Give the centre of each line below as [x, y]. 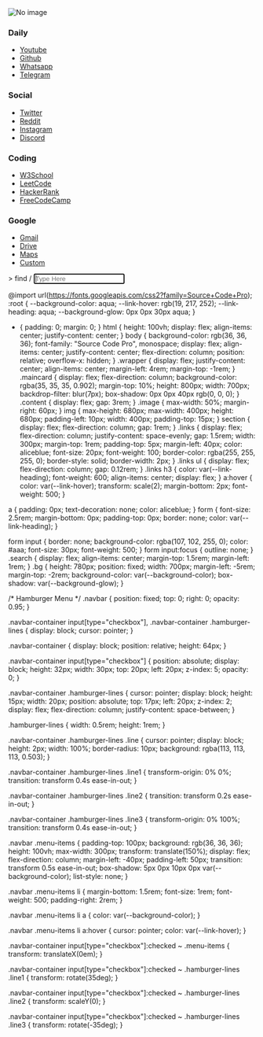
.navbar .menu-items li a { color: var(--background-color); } [104, 915]
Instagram [36, 129]
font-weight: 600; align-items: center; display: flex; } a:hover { [152, 478]
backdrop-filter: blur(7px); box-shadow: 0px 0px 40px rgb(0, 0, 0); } [130, 394]
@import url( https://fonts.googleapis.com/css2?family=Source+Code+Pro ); [130, 295]
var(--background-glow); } [80, 583]
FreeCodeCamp [45, 200]
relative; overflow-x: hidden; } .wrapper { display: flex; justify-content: [132, 360]
